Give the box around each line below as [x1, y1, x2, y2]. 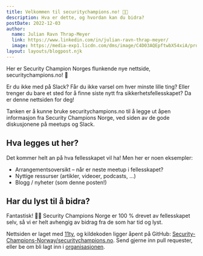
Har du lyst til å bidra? [6, 196, 91, 206]
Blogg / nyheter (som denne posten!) [14, 179, 107, 186]
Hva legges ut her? [6, 138, 79, 148]
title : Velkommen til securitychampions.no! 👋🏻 [6, 8, 129, 15]
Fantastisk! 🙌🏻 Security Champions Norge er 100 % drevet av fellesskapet [6, 212, 190, 220]
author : [6, 25, 26, 32]
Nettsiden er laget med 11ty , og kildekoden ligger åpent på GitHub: [6, 231, 171, 238]
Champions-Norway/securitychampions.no [6, 237, 114, 244]
